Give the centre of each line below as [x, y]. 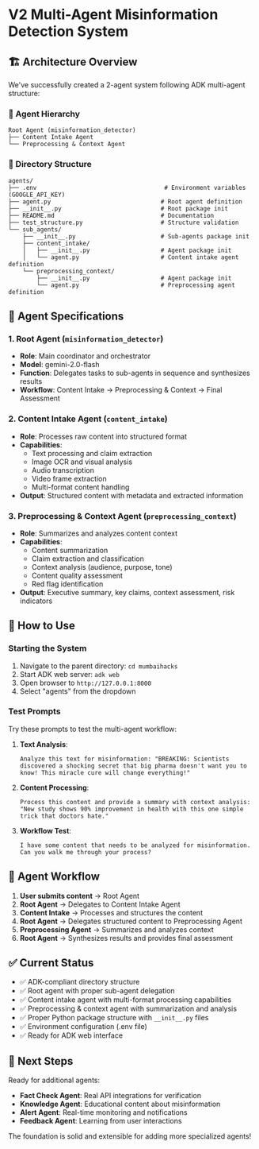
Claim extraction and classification [88, 559]
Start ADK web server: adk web [70, 674]
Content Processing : [54, 787]
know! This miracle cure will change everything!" [105, 772]
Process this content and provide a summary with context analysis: [135, 802]
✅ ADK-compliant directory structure [80, 982]
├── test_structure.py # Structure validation [124, 222]
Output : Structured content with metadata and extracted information [131, 495]
